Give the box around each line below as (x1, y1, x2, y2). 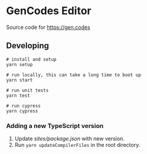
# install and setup (6, 56, 57, 63)
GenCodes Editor (6, 4, 92, 18)
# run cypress (6, 103, 41, 109)
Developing (6, 41, 49, 51)
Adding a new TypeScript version (6, 122, 104, 130)
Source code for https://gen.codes (6, 24, 90, 31)
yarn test (6, 93, 31, 99)
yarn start (6, 77, 33, 83)
